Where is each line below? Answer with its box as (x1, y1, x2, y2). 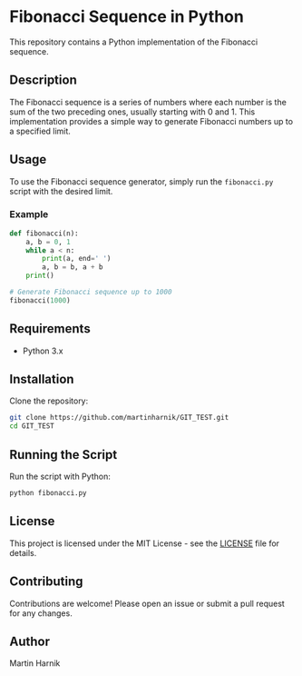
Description (9, 73, 77, 88)
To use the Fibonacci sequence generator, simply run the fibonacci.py (9, 175, 274, 187)
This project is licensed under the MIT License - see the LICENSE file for (9, 538, 279, 549)
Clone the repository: (9, 395, 89, 406)
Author (9, 633, 50, 649)
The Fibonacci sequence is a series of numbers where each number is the (9, 96, 287, 107)
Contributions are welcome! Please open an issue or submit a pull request (9, 598, 286, 609)
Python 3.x (22, 345, 63, 356)
